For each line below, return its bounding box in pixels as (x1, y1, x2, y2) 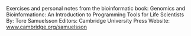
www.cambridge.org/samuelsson (6, 23, 88, 30)
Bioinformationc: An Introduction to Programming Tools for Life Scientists (6, 11, 184, 18)
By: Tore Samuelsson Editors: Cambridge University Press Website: (6, 17, 170, 24)
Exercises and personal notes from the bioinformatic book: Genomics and (6, 5, 186, 12)
